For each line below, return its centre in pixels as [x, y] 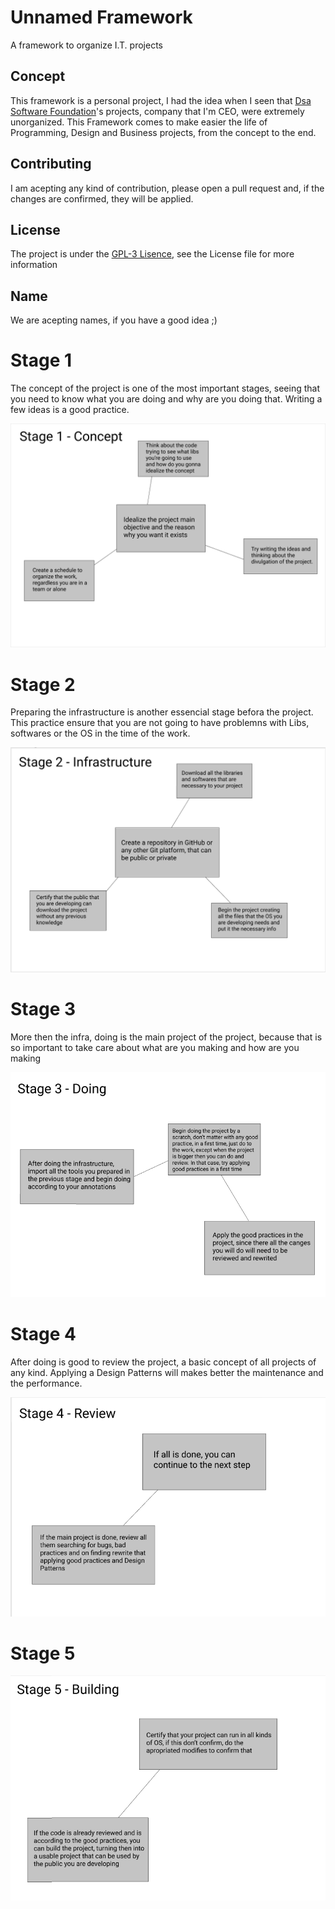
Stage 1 [41, 360]
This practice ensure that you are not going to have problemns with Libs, [160, 723]
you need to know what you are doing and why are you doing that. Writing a [166, 399]
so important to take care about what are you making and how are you [155, 1048]
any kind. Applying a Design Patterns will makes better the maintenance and [167, 1372]
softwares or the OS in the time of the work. [100, 733]
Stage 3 [43, 1009]
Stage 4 [43, 1334]
